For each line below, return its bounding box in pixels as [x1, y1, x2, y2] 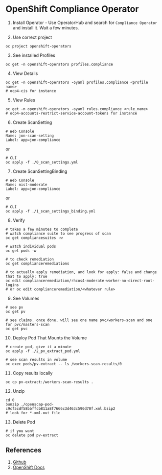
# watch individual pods [5, 244, 56, 249]
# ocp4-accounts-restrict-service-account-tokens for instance [5, 111, 138, 116]
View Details [12, 70, 38, 76]
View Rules [12, 97, 36, 103]
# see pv [5, 305, 23, 309]
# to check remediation [5, 257, 54, 261]
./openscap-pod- [21, 402, 54, 407]
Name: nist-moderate [5, 182, 48, 187]
